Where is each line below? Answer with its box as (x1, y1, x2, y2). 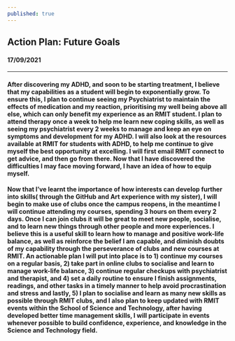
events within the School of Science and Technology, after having (7, 304, 202, 312)
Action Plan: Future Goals (7, 36, 120, 48)
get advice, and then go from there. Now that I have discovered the (7, 154, 206, 163)
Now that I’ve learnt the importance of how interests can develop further (7, 185, 222, 194)
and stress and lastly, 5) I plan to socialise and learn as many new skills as (7, 289, 227, 298)
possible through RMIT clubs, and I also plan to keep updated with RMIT (7, 296, 220, 305)
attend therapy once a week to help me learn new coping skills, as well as (7, 117, 225, 126)
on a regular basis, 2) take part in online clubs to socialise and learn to (7, 259, 215, 268)
